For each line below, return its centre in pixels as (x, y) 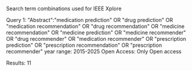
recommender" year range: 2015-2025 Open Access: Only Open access (94, 51)
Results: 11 (19, 63)
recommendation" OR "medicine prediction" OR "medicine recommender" (96, 33)
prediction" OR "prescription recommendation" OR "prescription (84, 45)
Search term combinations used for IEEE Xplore (64, 9)
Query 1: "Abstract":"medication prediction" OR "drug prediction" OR (90, 20)
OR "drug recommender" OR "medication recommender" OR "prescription (96, 39)
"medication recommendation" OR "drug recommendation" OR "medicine (95, 26)
